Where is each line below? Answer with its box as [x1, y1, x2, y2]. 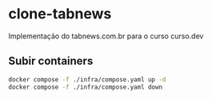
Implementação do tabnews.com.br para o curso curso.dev [8, 31, 204, 41]
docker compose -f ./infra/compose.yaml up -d [8, 75, 166, 84]
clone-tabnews [8, 5, 112, 23]
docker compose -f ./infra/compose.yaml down [8, 83, 162, 91]
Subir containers [8, 54, 94, 68]
